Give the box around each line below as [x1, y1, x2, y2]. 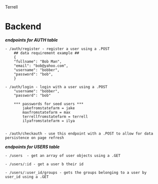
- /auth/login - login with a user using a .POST [5, 84, 108, 89]
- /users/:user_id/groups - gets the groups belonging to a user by [5, 170, 147, 175]
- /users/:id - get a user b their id [5, 162, 84, 167]
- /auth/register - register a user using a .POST [5, 46, 110, 51]
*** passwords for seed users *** [14, 101, 84, 106]
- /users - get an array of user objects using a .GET [5, 153, 121, 158]
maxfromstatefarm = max [22, 110, 70, 115]
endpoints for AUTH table [5, 37, 58, 43]
